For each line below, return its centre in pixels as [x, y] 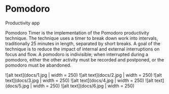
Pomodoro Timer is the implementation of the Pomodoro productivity [77, 33]
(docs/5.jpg [17, 86]
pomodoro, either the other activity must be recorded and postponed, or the [85, 59]
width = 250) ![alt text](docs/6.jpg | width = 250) [83, 86]
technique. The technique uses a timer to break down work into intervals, [82, 38]
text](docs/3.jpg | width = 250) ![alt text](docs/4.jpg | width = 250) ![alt [79, 80]
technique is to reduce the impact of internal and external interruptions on [82, 49]
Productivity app [23, 23]
